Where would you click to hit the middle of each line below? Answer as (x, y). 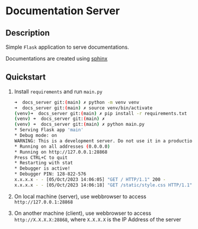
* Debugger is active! (42, 168)
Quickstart (26, 77)
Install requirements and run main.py (58, 91)
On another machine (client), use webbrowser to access (83, 213)
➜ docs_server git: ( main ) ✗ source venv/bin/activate (83, 108)
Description (28, 33)
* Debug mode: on (36, 136)
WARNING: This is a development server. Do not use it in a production (104, 141)
